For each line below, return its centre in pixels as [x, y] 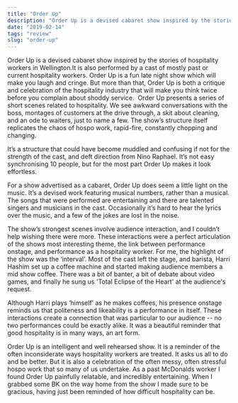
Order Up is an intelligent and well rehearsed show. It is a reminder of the [114, 346]
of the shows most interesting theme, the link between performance [106, 244]
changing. [22, 136]
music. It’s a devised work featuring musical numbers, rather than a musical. [119, 193]
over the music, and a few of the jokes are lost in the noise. [93, 216]
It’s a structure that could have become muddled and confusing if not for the [119, 149]
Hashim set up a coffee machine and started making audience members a [115, 267]
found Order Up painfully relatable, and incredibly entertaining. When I [110, 377]
